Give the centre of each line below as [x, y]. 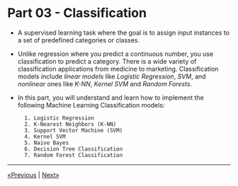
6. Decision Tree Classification [74, 149]
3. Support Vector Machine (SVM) [74, 130]
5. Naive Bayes [47, 143]
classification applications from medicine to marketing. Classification [118, 69]
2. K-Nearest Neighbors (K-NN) [70, 124]
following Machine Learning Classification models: [91, 105]
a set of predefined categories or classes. [79, 40]
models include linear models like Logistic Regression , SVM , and [112, 76]
